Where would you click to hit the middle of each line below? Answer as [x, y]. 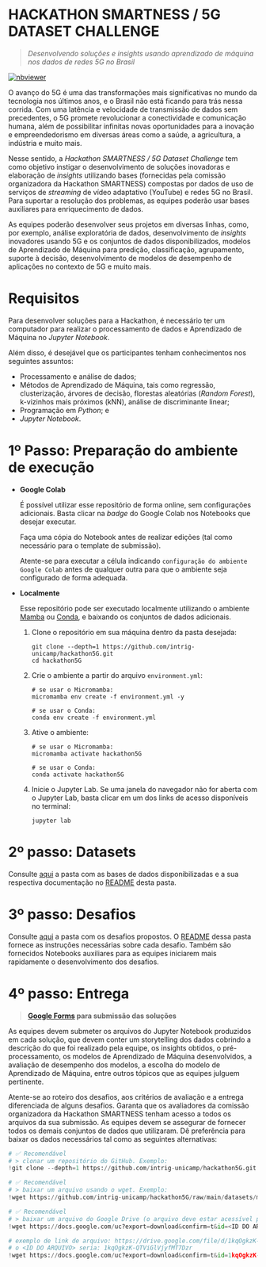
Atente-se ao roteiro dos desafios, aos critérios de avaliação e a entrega [126, 1097]
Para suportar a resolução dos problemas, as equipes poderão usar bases [129, 201]
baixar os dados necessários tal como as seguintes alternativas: [113, 1139]
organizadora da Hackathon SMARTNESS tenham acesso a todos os [120, 1114]
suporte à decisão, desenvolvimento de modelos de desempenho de [120, 258]
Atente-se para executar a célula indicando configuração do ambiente [133, 561]
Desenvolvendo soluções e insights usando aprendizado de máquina [141, 53]
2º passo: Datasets [72, 852]
